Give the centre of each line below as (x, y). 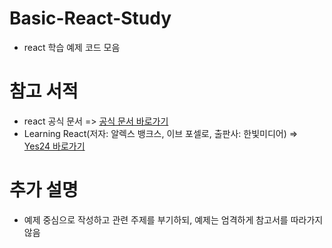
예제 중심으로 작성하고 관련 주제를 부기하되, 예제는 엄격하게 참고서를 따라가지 (173, 219)
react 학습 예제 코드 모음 (72, 47)
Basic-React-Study (90, 18)
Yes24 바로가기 (54, 146)
